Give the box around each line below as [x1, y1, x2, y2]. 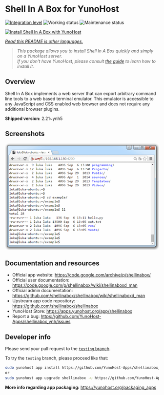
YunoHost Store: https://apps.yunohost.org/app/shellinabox [12, 308, 133, 314]
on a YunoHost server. [17, 53, 62, 59]
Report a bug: [12, 314, 40, 319]
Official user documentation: [12, 277, 70, 283]
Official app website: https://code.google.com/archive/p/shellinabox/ [12, 272, 151, 278]
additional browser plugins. [5, 106, 60, 112]
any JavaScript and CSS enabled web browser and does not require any [5, 101, 150, 107]
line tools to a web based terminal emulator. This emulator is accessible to [5, 96, 154, 101]
